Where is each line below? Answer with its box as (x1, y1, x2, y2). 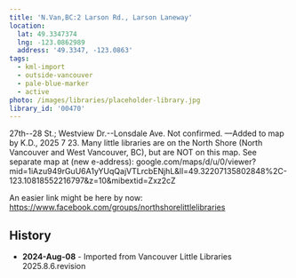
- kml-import (17, 63, 66, 72)
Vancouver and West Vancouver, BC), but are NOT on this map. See (9, 147, 258, 158)
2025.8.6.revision (21, 261, 86, 272)
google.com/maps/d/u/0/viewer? (136, 156, 256, 167)
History (9, 227, 52, 242)
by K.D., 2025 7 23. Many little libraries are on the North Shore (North (9, 138, 263, 148)
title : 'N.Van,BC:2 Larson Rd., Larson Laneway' (9, 12, 193, 22)
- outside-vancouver (17, 71, 93, 80)
